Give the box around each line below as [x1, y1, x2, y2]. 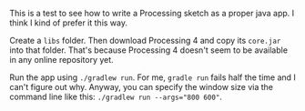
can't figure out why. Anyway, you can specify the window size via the [9, 82, 274, 92]
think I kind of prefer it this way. [9, 17, 128, 28]
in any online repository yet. [9, 55, 114, 65]
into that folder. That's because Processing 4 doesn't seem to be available [9, 45, 289, 55]
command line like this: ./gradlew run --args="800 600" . [9, 91, 223, 102]
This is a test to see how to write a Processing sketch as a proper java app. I [9, 8, 295, 18]
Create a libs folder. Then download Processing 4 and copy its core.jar [9, 35, 281, 45]
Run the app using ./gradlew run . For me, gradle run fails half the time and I [9, 72, 296, 83]
